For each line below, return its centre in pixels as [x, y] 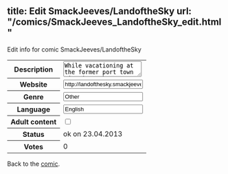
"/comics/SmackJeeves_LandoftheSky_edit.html [114, 22]
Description [34, 69]
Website [34, 85]
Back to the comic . [34, 164]
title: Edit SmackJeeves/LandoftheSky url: [100, 11]
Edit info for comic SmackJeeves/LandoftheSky [75, 49]
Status [34, 135]
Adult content [34, 122]
